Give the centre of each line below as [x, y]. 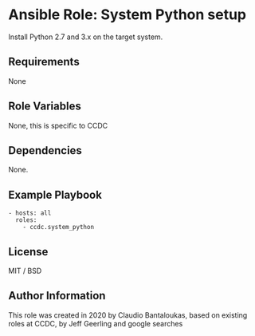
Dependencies [45, 150]
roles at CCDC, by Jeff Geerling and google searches [96, 323]
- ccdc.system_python [58, 227]
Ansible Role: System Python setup [127, 15]
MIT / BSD [25, 271]
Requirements [44, 62]
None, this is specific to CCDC [58, 125]
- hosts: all [30, 213]
